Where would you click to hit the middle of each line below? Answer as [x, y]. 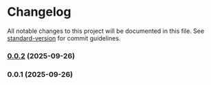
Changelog [39, 12]
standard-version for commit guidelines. [64, 38]
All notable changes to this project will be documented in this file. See [106, 31]
